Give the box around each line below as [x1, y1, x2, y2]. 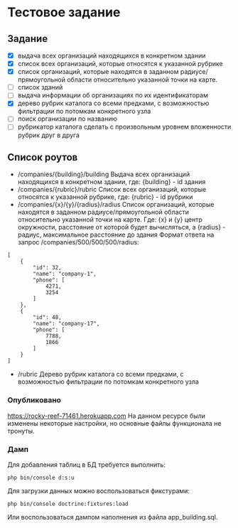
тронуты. [7, 426, 35, 435]
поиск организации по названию [17, 114, 117, 123]
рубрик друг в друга [17, 131, 80, 139]
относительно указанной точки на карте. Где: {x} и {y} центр [17, 215, 202, 224]
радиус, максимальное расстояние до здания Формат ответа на [17, 230, 215, 239]
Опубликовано [7, 395, 62, 405]
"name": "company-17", [33, 320, 100, 328]
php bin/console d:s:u [7, 474, 75, 481]
